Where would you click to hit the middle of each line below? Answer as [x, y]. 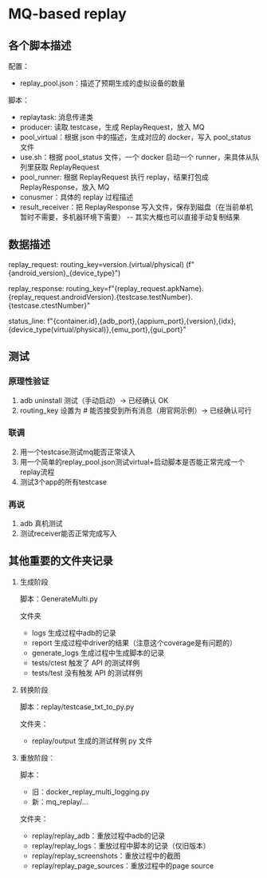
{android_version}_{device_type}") [65, 273]
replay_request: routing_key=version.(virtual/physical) [96, 264]
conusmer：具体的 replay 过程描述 [77, 197]
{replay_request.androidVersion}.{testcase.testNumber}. [101, 297]
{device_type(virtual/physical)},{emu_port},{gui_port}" [97, 329]
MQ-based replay [68, 14]
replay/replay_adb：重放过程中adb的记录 [98, 836]
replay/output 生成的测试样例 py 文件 [92, 740]
